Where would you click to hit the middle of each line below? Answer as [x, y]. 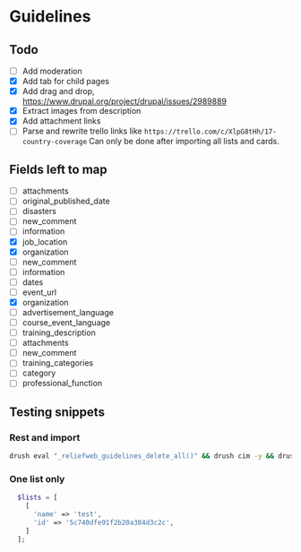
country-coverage [55, 142]
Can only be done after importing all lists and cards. [184, 142]
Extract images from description [82, 111]
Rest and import [45, 437]
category [39, 373]
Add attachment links [61, 121]
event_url [39, 292]
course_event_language [66, 323]
